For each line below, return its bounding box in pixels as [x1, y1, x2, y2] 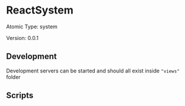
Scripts [6, 91, 34, 101]
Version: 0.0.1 [6, 34, 39, 41]
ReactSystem [6, 4, 74, 17]
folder [6, 73, 21, 80]
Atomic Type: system [6, 23, 58, 30]
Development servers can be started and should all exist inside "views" [6, 67, 180, 74]
